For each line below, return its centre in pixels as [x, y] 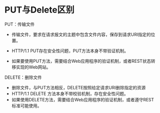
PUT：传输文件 [20, 24]
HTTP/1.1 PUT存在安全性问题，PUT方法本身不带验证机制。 [70, 51]
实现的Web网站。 [33, 67]
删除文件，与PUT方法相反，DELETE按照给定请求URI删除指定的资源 [79, 87]
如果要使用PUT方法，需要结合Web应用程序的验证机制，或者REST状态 [81, 61]
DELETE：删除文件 [23, 77]
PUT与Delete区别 [40, 10]
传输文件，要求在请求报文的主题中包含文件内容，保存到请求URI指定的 [81, 34]
